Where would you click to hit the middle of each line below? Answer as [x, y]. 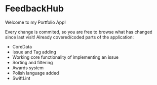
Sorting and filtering [33, 62]
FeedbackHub [35, 9]
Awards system [28, 68]
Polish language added [36, 73]
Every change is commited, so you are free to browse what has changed [79, 32]
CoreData [22, 46]
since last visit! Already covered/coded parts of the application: [70, 37]
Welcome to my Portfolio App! [36, 22]
